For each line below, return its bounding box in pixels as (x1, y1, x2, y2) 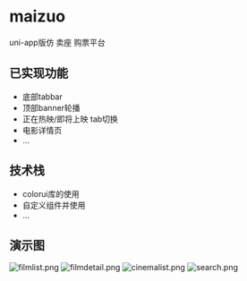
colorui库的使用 (21, 188, 80, 199)
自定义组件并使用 (21, 200, 86, 210)
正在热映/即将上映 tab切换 (21, 114, 118, 124)
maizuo (9, 6, 66, 27)
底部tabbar (21, 91, 63, 102)
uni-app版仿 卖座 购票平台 (9, 37, 106, 47)
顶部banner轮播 (21, 102, 81, 113)
